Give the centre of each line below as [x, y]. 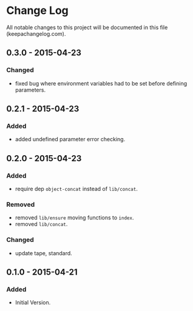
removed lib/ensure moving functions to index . [74, 218]
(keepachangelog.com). [36, 33]
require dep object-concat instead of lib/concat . [76, 189]
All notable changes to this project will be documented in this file [87, 27]
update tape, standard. [44, 253]
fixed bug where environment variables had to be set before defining [101, 83]
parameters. [30, 90]
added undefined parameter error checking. [70, 139]
